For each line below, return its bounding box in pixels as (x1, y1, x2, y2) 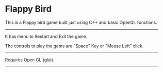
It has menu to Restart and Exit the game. (5, 33, 87, 39)
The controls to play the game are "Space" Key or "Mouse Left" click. (5, 43, 144, 49)
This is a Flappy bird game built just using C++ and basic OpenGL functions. (5, 19, 158, 25)
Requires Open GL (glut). (5, 57, 55, 63)
